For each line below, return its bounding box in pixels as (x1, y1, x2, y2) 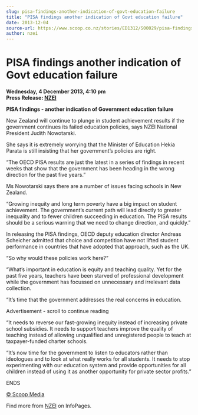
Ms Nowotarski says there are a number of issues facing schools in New (6, 183, 181, 190)
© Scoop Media (6, 391, 45, 398)
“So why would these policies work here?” (6, 255, 109, 262)
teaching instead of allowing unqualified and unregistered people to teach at (6, 331, 192, 339)
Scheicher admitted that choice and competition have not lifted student (6, 237, 179, 244)
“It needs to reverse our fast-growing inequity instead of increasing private (6, 319, 188, 326)
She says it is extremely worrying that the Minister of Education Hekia (6, 141, 176, 148)
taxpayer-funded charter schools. (6, 338, 88, 345)
